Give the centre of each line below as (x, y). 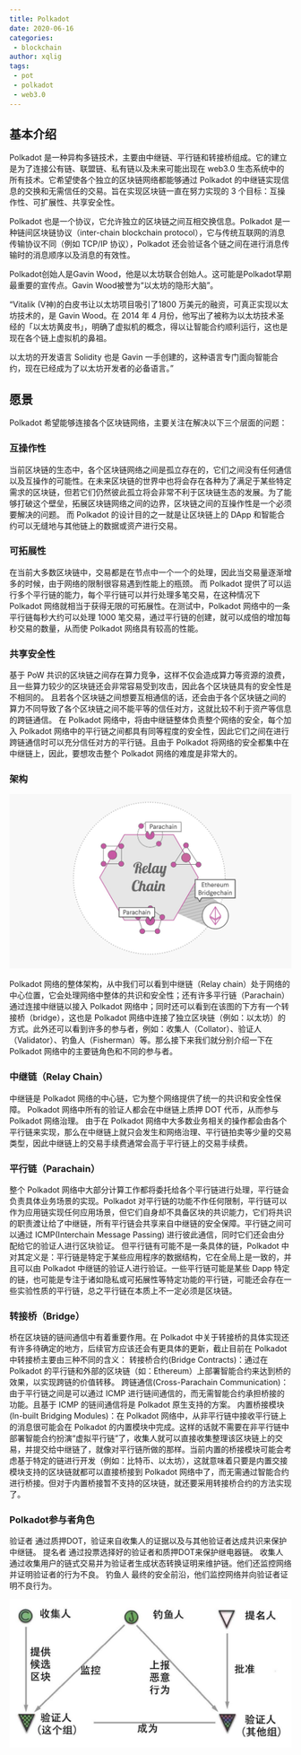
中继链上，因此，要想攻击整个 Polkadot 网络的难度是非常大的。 (126, 754)
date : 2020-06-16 (42, 28)
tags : (19, 66)
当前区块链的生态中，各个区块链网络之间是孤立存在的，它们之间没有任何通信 (150, 469)
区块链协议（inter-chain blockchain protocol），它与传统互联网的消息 (159, 232)
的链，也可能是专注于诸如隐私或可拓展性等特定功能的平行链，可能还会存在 (146, 1279)
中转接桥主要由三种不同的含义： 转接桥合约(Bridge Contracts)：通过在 (139, 1360)
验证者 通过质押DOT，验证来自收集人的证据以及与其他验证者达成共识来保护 (148, 1541)
